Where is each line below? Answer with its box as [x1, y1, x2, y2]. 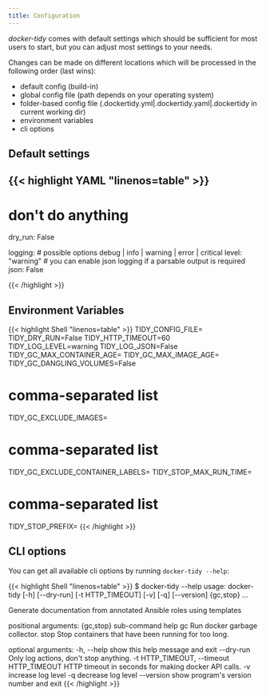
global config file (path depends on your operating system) [19, 89, 214, 100]
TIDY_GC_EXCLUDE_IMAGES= [8, 413, 108, 423]
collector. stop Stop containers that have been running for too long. [8, 629, 229, 639]
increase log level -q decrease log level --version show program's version [8, 670, 252, 679]
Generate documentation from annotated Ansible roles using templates [8, 605, 242, 615]
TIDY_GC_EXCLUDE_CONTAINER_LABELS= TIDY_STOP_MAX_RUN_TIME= [8, 468, 252, 477]
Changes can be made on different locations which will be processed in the [8, 57, 257, 67]
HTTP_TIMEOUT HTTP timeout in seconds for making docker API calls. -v [8, 662, 251, 671]
